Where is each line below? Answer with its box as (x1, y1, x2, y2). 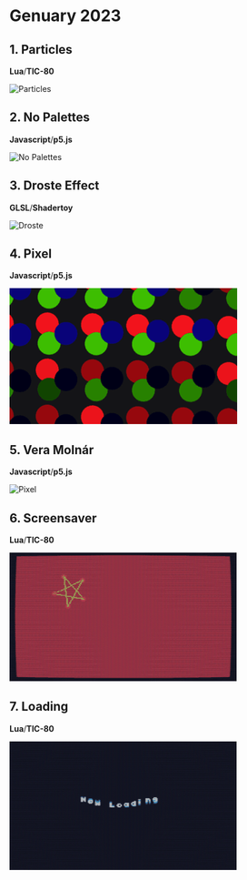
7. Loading (9, 699, 69, 714)
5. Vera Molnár (9, 442, 94, 458)
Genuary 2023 (9, 5, 122, 26)
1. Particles (9, 42, 73, 57)
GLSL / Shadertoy (9, 202, 74, 213)
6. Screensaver (9, 511, 97, 526)
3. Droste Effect (9, 178, 100, 194)
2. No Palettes (9, 110, 91, 126)
